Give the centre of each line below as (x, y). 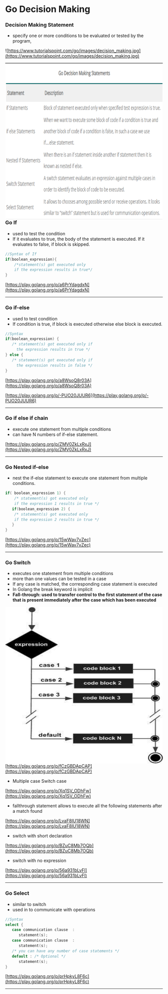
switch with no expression (39, 861)
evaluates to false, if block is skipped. (51, 244)
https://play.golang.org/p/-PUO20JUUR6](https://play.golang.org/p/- (78, 395)
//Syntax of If (21, 254)
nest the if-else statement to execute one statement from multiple (80, 478)
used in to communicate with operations (54, 909)
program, (22, 41)
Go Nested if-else (27, 467)
